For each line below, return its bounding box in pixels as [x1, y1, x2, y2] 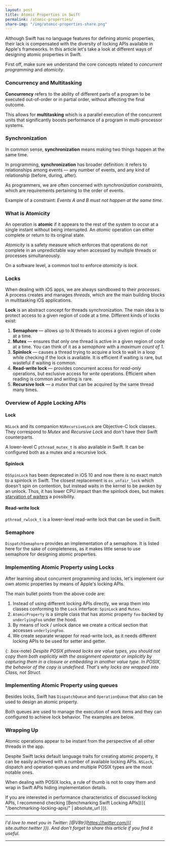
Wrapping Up [5, 727, 39, 734]
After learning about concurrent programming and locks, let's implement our [5, 575, 164, 581]
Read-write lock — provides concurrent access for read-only [12, 365, 141, 371]
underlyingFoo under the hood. [12, 616, 77, 622]
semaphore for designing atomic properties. [5, 551, 97, 557]
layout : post [5, 7, 33, 13]
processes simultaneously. [5, 252, 61, 259]
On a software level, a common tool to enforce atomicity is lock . [5, 263, 138, 269]
